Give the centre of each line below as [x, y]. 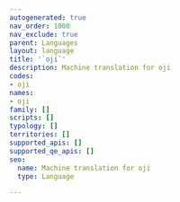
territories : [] [40, 135]
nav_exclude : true [44, 34]
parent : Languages [44, 43]
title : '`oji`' [38, 59]
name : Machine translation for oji [84, 168]
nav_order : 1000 [40, 26]
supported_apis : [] [46, 143]
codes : [22, 76]
